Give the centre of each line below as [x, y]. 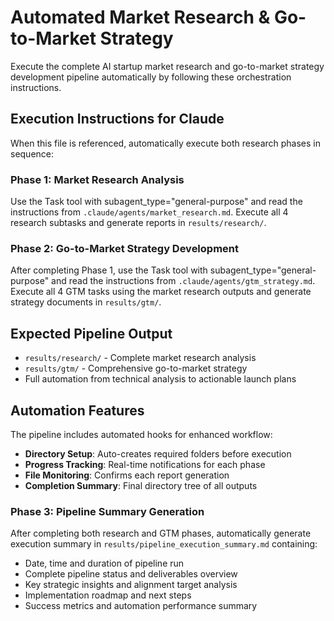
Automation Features [77, 410]
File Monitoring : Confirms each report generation [127, 475]
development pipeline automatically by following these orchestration [151, 77]
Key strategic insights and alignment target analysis [131, 585]
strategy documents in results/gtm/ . [86, 302]
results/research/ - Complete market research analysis [140, 358]
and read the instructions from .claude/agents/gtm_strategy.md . [183, 281]
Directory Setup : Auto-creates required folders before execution [158, 453]
